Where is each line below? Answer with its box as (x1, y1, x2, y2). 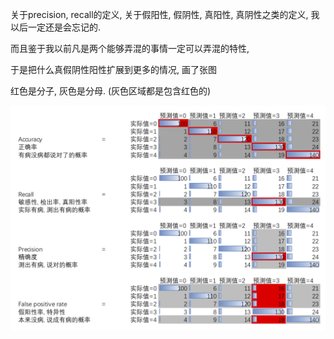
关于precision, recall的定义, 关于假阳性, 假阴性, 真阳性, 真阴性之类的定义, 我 (10, 9, 320, 20)
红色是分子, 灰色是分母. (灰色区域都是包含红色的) (10, 85, 212, 97)
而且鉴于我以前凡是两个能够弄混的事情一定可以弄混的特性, (10, 43, 250, 54)
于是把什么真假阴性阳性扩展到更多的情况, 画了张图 (10, 64, 217, 75)
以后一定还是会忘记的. (10, 21, 102, 33)
